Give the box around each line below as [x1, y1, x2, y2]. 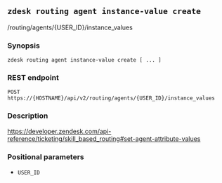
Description [7, 111, 48, 121]
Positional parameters [7, 151, 84, 161]
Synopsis [7, 41, 40, 50]
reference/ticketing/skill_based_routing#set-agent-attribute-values [7, 134, 201, 143]
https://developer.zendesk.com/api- [7, 127, 112, 135]
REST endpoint [7, 73, 60, 83]
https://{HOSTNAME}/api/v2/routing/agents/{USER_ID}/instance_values [7, 95, 216, 102]
